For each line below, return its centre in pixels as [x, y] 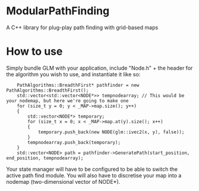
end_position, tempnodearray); [45, 158]
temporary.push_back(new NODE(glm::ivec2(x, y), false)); [111, 132]
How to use [34, 51]
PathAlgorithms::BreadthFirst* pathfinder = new [78, 85]
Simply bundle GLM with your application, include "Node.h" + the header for [99, 68]
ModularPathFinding [58, 11]
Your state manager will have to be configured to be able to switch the [92, 169]
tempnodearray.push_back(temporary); [74, 142]
